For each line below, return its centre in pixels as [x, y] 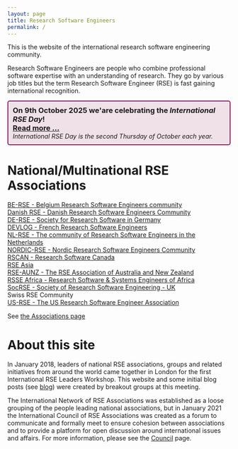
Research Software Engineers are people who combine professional [107, 69]
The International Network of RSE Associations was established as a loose [116, 401]
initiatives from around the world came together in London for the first [109, 372]
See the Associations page [46, 316]
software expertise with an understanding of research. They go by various [116, 76]
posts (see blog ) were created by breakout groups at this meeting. [104, 387]
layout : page [27, 14]
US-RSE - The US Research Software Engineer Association [93, 303]
